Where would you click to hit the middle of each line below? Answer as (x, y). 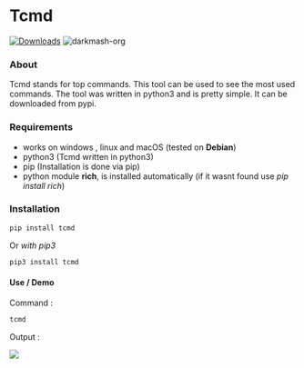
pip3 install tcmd (44, 262)
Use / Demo (32, 283)
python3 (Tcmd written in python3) (88, 156)
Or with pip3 (33, 245)
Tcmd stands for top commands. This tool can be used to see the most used (152, 85)
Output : (25, 336)
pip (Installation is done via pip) (81, 166)
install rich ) (44, 185)
